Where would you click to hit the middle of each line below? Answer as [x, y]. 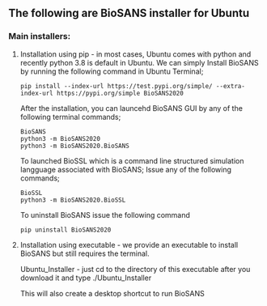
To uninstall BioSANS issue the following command [105, 215]
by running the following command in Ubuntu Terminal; [112, 71]
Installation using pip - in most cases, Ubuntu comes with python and [136, 54]
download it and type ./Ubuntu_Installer [86, 278]
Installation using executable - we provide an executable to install [129, 244]
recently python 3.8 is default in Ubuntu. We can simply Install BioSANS [139, 62]
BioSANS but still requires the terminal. [85, 253]
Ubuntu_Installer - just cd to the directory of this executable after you [135, 269]
